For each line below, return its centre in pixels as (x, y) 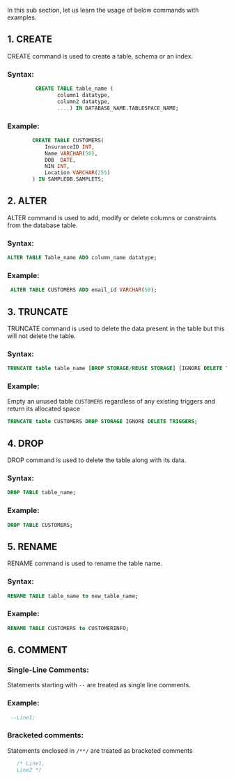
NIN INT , (57, 167)
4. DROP (25, 443)
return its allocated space (44, 409)
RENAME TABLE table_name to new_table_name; (73, 596)
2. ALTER (27, 201)
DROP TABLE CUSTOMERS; (40, 525)
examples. (22, 17)
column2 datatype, (84, 101)
